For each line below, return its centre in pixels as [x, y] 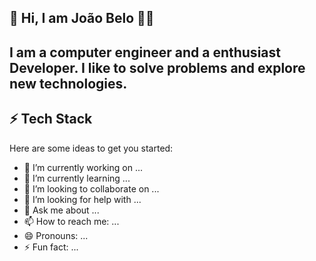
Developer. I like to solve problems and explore [157, 67]
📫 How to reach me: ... [71, 221]
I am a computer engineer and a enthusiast [145, 52]
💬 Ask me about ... [61, 210]
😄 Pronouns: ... [56, 235]
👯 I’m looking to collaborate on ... [91, 188]
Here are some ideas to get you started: [91, 148]
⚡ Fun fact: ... [51, 247]
